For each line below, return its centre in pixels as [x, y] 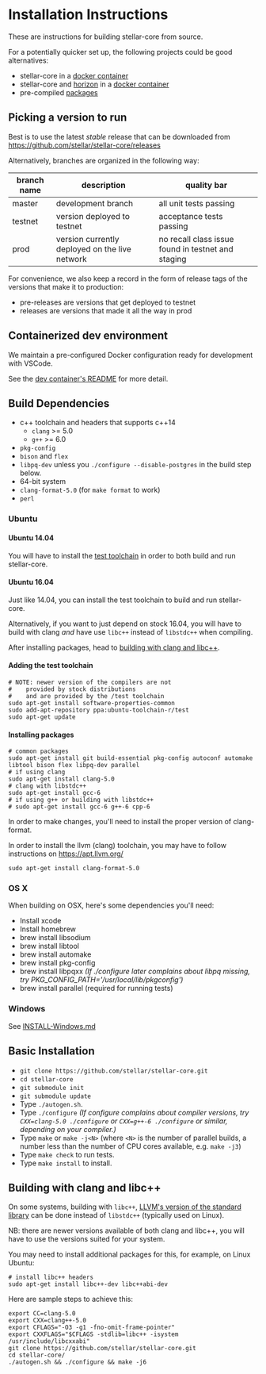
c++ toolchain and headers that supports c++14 [97, 423]
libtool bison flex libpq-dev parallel [74, 766]
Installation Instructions [88, 15]
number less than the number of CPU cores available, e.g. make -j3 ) [130, 1146]
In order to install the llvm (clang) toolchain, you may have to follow [118, 846]
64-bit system [42, 482]
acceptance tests [191, 216]
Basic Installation [51, 1052]
